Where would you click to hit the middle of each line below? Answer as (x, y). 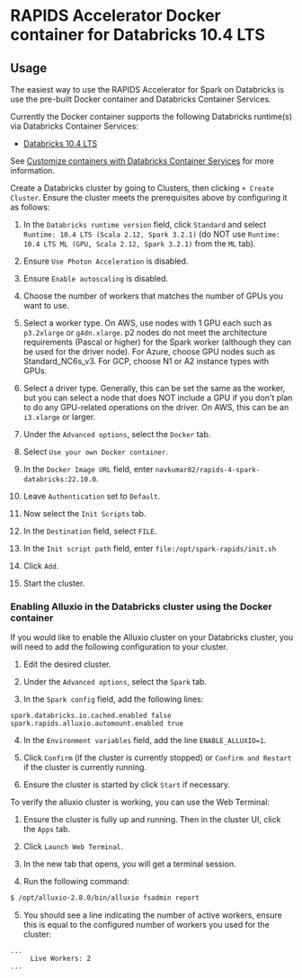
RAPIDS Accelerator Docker (115, 16)
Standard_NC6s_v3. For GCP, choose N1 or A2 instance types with (146, 361)
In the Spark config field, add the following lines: (113, 699)
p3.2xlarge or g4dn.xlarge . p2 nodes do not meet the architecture (145, 332)
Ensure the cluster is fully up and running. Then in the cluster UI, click (152, 820)
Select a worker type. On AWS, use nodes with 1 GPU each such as (147, 323)
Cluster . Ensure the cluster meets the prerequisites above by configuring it (149, 197)
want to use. (46, 305)
